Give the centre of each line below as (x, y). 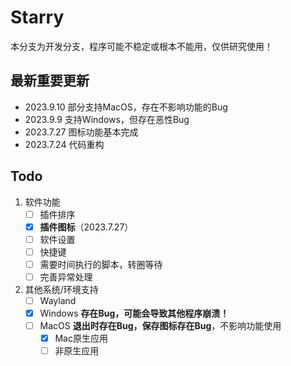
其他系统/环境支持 (61, 289)
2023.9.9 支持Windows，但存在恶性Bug (107, 119)
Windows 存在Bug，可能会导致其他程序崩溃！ (134, 313)
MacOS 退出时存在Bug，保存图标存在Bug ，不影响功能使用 (160, 326)
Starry (37, 17)
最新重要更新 (50, 81)
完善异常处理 (66, 277)
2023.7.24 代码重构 (64, 144)
